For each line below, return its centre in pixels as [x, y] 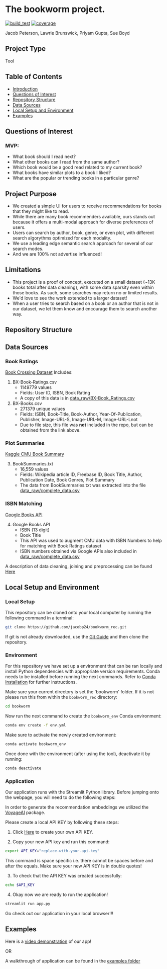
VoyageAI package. [25, 813]
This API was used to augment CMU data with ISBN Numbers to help [91, 540]
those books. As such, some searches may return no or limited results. [85, 292]
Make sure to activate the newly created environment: [61, 735]
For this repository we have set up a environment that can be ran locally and [84, 666]
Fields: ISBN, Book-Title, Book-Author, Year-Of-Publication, [81, 414]
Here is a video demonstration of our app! [48, 941]
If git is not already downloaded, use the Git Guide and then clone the [77, 637]
